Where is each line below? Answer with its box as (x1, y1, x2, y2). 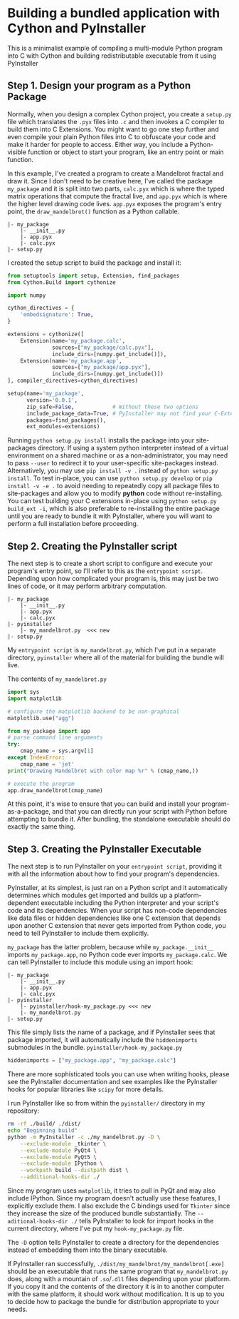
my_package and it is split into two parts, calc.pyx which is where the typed (7, 184, 225, 193)
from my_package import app (7, 727, 91, 734)
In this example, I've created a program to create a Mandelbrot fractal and (7, 169, 224, 178)
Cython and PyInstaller (7, 20, 147, 36)
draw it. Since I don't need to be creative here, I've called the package (7, 176, 213, 185)
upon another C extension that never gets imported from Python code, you (7, 921, 226, 930)
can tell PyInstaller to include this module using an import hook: (7, 958, 193, 966)
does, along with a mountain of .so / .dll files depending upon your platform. (7, 1275, 231, 1283)
